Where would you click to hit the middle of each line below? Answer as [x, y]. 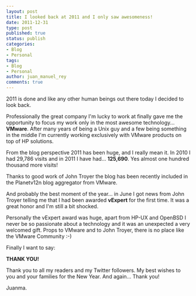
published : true [26, 33]
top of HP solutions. [30, 141]
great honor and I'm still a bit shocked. [52, 206]
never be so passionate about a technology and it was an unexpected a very [98, 224]
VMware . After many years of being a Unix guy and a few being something [97, 129]
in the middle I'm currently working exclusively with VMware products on [94, 135]
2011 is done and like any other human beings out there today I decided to [95, 99]
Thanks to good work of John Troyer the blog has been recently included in [97, 176]
